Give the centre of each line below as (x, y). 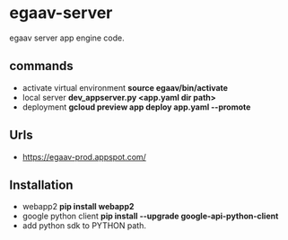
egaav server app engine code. (67, 38)
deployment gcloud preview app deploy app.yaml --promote (136, 107)
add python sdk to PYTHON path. (84, 226)
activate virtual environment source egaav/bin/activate (125, 87)
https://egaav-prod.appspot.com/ (84, 156)
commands (41, 66)
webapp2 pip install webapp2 (78, 207)
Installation (41, 185)
